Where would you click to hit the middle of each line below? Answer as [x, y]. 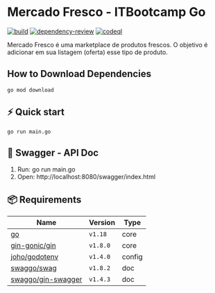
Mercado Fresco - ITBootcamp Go [106, 12]
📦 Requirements [44, 200]
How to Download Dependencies [79, 74]
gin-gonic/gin [34, 246]
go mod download [31, 90]
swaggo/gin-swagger [46, 280]
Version [102, 223]
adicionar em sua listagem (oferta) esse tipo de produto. [88, 52]
